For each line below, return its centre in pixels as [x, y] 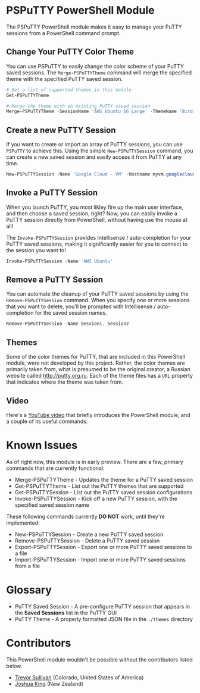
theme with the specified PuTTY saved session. [65, 79]
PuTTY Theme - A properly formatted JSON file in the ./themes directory [104, 619]
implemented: [23, 523]
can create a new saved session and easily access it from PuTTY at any [94, 157]
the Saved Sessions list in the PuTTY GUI [66, 613]
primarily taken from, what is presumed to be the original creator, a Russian [98, 369]
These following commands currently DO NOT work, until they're [85, 516]
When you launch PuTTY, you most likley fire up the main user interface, [95, 207]
